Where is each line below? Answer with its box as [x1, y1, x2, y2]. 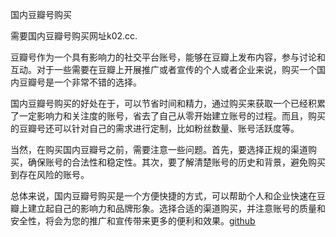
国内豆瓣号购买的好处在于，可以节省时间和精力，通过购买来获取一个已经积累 [10, 98, 326, 109]
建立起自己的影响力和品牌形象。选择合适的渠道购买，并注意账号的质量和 [27, 203, 326, 214]
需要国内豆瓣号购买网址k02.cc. [10, 30, 138, 42]
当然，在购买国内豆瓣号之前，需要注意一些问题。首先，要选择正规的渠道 [10, 144, 308, 155]
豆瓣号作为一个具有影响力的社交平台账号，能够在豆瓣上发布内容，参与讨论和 [10, 51, 326, 63]
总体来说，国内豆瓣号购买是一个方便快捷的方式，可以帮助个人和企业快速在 [10, 190, 317, 202]
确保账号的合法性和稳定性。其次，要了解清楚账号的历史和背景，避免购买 [27, 156, 326, 168]
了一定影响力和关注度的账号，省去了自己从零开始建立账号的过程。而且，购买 [10, 110, 326, 122]
